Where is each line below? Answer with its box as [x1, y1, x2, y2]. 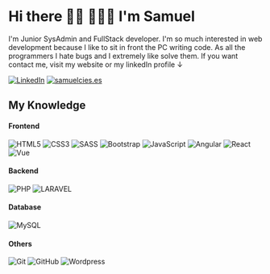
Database [8, 202, 42, 212]
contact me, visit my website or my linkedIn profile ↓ [8, 60, 184, 69]
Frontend [8, 121, 40, 131]
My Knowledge [8, 98, 86, 112]
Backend [8, 166, 39, 176]
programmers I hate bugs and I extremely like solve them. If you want [8, 51, 239, 60]
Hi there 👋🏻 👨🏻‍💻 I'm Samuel [8, 7, 196, 26]
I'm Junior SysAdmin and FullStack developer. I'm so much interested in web [8, 34, 263, 44]
